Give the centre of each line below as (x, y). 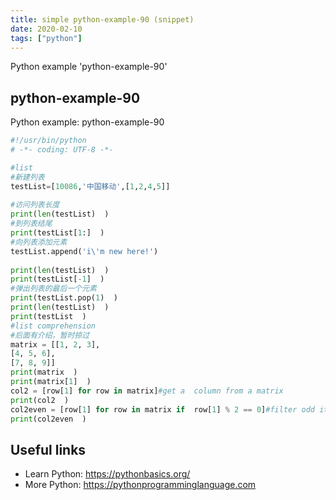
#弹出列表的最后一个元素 (53, 289)
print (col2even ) (48, 419)
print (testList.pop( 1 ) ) (64, 298)
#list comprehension (53, 326)
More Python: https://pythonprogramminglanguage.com (140, 485)
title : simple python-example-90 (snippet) (102, 19)
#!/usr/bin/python (48, 141)
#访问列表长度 (35, 205)
